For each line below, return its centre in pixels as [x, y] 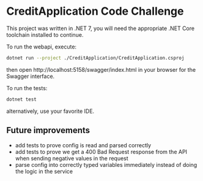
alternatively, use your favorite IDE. [50, 111]
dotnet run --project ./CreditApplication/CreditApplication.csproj [95, 58]
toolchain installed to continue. [45, 34]
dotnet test [21, 99]
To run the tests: [27, 88]
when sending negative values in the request [72, 158]
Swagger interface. [31, 76]
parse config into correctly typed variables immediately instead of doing [106, 164]
